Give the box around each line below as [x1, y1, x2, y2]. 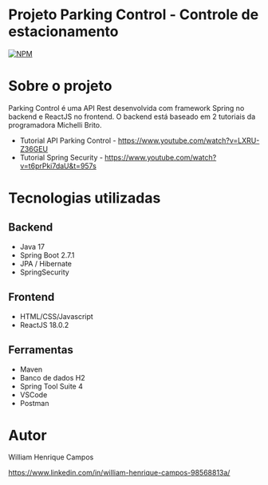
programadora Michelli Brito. [8, 120, 102, 129]
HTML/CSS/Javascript [19, 311, 93, 321]
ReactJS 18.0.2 [19, 320, 69, 329]
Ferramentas [8, 343, 73, 357]
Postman [19, 398, 49, 408]
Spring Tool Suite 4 [19, 381, 84, 391]
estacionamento [8, 22, 119, 41]
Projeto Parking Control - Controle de [8, 6, 259, 24]
